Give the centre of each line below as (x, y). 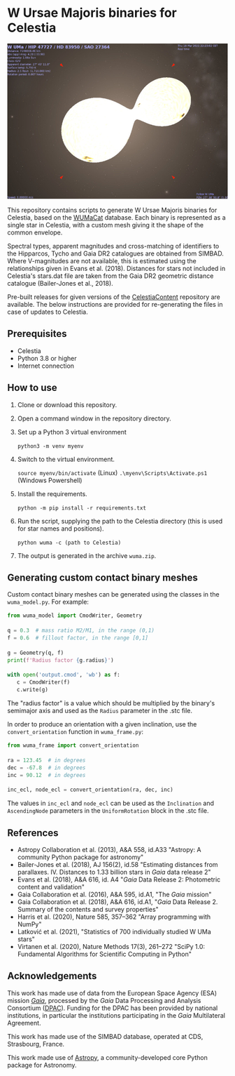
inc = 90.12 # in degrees (47, 775)
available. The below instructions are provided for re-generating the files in (115, 304)
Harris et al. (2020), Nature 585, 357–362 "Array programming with (114, 917)
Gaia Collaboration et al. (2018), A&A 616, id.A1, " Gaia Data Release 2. (117, 902)
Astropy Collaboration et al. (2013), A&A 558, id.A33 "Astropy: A (109, 849)
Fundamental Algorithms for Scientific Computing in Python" (105, 954)
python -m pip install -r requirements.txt (82, 508)
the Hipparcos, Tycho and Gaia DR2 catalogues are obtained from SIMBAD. (115, 253)
